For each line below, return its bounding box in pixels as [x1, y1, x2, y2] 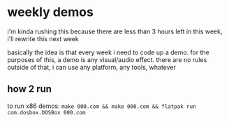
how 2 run [7, 83, 52, 95]
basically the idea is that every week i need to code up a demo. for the [7, 48, 209, 56]
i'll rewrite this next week [7, 34, 79, 43]
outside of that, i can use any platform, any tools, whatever [7, 63, 177, 71]
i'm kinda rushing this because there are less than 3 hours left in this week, [7, 27, 223, 36]
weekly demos [7, 4, 94, 20]
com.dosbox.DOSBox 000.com [7, 109, 86, 116]
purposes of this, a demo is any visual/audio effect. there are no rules [7, 55, 207, 63]
